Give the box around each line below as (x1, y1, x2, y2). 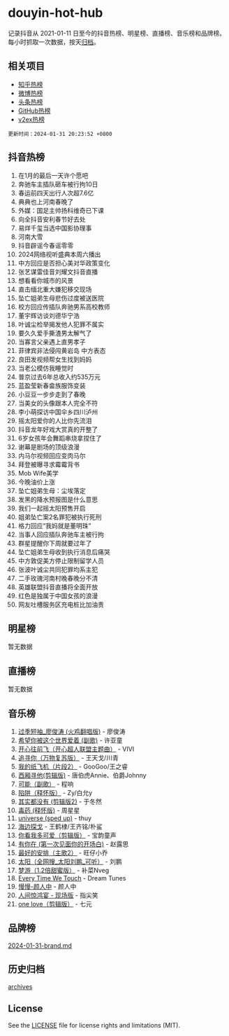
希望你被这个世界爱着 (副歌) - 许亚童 (17, 736, 123, 744)
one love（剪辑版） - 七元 (17, 900, 93, 908)
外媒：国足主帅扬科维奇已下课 (17, 206, 104, 214)
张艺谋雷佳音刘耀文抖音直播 (17, 268, 98, 276)
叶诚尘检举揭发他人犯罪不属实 (17, 320, 104, 329)
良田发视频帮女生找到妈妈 (17, 355, 92, 364)
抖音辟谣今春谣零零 (17, 241, 74, 249)
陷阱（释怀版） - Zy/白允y (17, 789, 93, 796)
